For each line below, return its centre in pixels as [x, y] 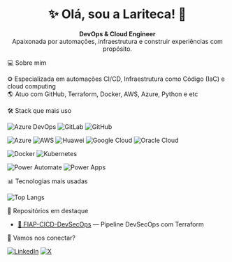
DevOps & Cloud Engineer [117, 33]
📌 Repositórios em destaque [48, 210]
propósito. [117, 49]
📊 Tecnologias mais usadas [48, 181]
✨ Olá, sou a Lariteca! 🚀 [117, 14]
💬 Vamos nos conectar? [41, 238]
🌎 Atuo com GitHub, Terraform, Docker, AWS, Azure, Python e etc [103, 94]
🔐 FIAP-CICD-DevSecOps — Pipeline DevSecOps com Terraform [110, 224]
